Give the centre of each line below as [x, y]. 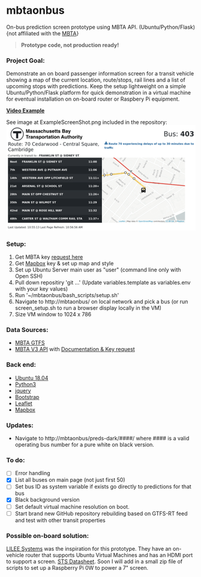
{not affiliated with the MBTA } [43, 33]
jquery [23, 391]
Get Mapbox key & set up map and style [64, 264]
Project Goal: [25, 61]
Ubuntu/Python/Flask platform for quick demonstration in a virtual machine [98, 93]
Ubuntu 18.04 [31, 377]
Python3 [25, 384]
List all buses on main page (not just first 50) [70, 480]
